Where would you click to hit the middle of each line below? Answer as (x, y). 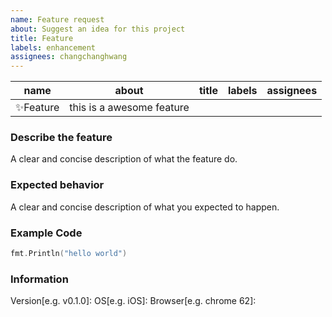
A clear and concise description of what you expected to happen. (145, 207)
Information (39, 279)
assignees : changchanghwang (69, 57)
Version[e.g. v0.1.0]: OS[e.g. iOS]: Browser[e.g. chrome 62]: (133, 301)
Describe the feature (61, 138)
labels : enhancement (53, 47)
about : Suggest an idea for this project (98, 29)
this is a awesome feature (129, 108)
